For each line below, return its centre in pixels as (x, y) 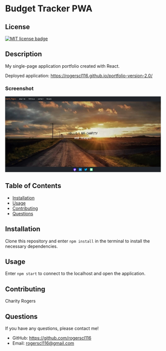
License (18, 27)
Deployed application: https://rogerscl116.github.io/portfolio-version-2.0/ (79, 76)
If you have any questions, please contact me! (52, 328)
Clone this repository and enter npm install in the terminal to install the (78, 241)
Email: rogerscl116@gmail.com (43, 343)
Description (23, 54)
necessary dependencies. (32, 246)
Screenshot (19, 88)
